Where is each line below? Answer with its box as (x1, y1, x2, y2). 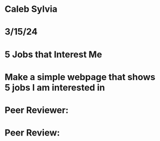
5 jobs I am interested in (4, 82, 105, 93)
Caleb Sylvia (4, 3, 58, 15)
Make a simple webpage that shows (4, 71, 156, 83)
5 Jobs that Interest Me (4, 48, 102, 60)
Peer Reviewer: (4, 104, 69, 116)
